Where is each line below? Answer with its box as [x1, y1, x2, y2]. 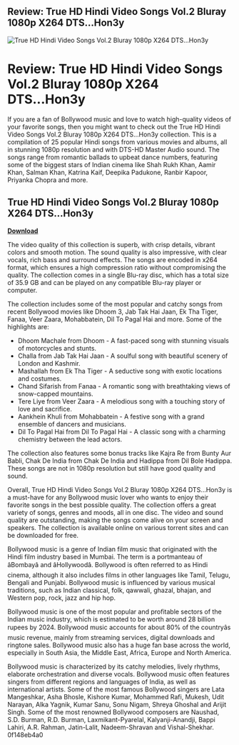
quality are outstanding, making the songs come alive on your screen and [7, 516, 223, 524]
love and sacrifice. [17, 404, 73, 413]
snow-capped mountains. [17, 389, 94, 398]
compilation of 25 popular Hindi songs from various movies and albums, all [7, 137, 228, 146]
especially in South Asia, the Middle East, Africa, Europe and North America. [7, 648, 232, 656]
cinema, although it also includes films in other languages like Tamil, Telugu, [7, 571, 230, 579]
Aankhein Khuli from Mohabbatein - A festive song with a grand [17, 412, 205, 421]
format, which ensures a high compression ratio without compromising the [7, 263, 227, 271]
